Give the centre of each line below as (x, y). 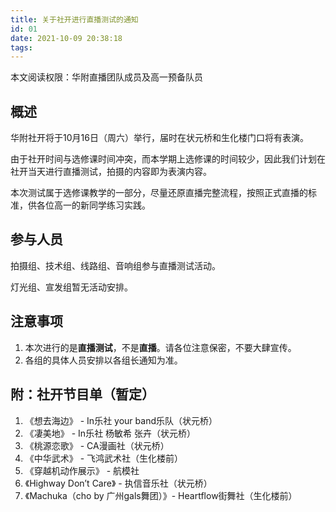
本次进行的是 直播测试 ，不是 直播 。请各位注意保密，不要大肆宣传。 (160, 347)
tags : (21, 47)
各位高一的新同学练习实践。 (93, 205)
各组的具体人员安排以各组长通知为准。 (103, 360)
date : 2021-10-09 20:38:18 (66, 38)
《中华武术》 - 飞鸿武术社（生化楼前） (104, 458)
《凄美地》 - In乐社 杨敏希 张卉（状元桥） (110, 433)
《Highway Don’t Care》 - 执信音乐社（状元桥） (118, 483)
